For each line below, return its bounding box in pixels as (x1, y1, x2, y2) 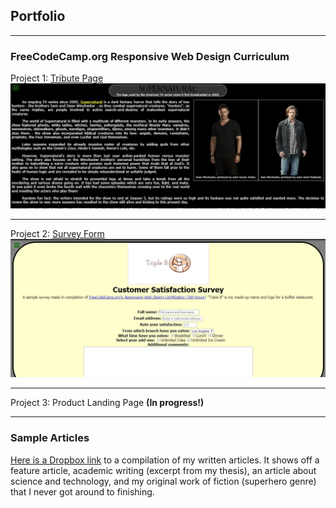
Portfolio (10, 8, 66, 25)
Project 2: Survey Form (10, 227, 105, 239)
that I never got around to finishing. (10, 485, 155, 498)
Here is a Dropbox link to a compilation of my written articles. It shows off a (10, 454, 320, 466)
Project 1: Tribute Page (10, 72, 104, 84)
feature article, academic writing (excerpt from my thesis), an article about (10, 464, 317, 476)
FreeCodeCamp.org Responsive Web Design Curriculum (10, 49, 290, 63)
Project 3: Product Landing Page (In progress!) (10, 397, 205, 409)
